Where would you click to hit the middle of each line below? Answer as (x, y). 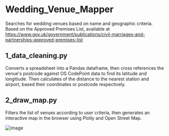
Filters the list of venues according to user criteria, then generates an (77, 113)
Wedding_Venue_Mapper (59, 9)
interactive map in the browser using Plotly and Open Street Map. (74, 118)
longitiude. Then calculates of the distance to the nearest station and (77, 79)
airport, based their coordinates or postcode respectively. (65, 84)
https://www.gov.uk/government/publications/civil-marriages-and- (75, 34)
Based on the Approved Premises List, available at (58, 29)
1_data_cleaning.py (36, 56)
